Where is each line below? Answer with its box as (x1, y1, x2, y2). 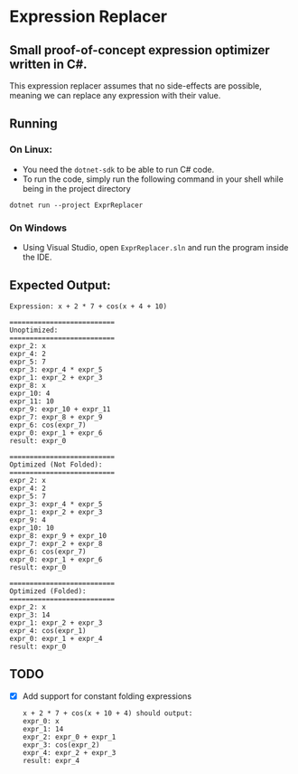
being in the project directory (22, 183, 131, 193)
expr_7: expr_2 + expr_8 (9, 539, 103, 548)
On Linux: (9, 143, 52, 156)
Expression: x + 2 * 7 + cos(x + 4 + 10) (9, 301, 168, 311)
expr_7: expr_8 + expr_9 (9, 412, 103, 421)
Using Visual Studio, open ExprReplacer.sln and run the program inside (22, 241, 289, 252)
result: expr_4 (22, 756, 80, 765)
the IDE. (22, 251, 52, 262)
